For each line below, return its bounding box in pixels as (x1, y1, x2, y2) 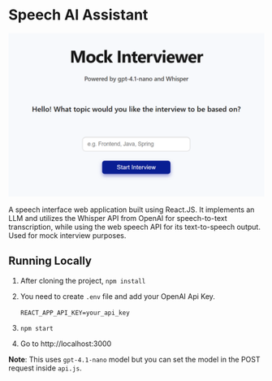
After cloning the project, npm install (19, 275, 146, 285)
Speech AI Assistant (8, 6, 149, 24)
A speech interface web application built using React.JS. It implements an (8, 205, 255, 214)
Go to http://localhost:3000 (19, 339, 112, 349)
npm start (19, 324, 54, 332)
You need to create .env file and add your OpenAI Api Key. (19, 291, 215, 301)
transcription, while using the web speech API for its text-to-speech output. (8, 222, 261, 232)
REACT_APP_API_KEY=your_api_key (19, 309, 130, 317)
